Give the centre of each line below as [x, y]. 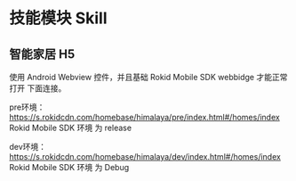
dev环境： [28, 147]
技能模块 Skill [58, 18]
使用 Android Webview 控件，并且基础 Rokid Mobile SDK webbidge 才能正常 [148, 77]
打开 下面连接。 [38, 88]
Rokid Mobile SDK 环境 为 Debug [69, 167]
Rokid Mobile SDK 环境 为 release [70, 128]
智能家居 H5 [42, 54]
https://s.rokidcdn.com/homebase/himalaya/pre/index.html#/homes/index [144, 117]
